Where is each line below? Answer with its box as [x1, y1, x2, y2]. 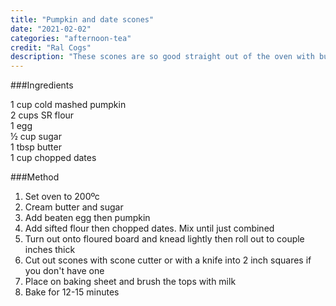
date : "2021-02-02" [10, 24, 92, 34]
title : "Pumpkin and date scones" [10, 14, 155, 25]
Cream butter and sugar [24, 201, 124, 213]
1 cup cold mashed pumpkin [10, 99, 127, 111]
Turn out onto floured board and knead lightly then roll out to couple [24, 233, 305, 245]
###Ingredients [10, 79, 74, 91]
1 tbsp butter [10, 141, 62, 153]
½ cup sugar [10, 131, 62, 143]
